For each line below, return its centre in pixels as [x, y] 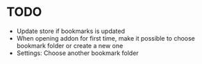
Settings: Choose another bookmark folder [78, 53]
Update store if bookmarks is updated [71, 31]
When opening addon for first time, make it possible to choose [106, 38]
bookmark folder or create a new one [70, 45]
